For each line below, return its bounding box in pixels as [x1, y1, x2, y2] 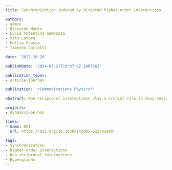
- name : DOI [5, 124, 31, 129]
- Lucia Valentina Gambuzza [5, 31, 66, 36]
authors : [5, 16, 24, 22]
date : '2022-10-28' [5, 54, 47, 59]
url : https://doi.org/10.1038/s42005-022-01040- [10, 129, 116, 134]
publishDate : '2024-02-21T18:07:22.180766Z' [5, 63, 102, 69]
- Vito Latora [5, 36, 36, 41]
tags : [5, 138, 17, 143]
